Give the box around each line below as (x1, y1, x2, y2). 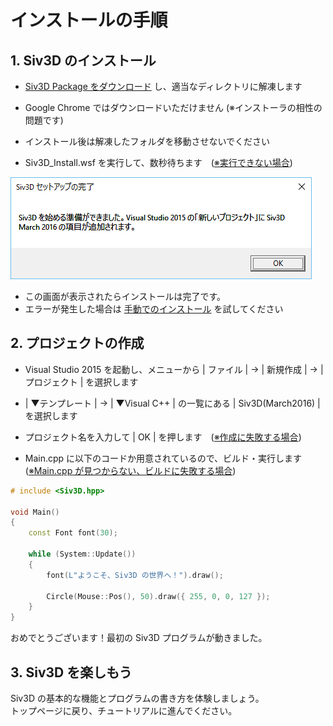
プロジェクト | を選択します (24, 376, 139, 388)
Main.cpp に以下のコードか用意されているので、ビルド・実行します (24, 452, 303, 464)
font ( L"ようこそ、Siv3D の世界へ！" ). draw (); (46, 570, 224, 580)
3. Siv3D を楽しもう (10, 664, 133, 681)
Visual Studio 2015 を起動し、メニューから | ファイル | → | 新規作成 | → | (24, 363, 324, 375)
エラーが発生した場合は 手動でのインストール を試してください (24, 303, 284, 315)
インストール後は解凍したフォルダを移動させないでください (24, 136, 271, 147)
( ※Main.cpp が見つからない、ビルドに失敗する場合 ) (24, 464, 237, 476)
